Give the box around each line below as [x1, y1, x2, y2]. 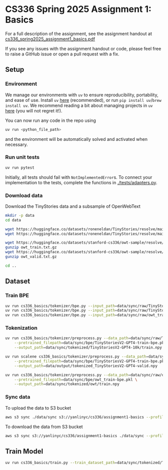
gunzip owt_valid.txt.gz [5, 254, 57, 259]
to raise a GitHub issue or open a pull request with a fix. [5, 51, 119, 57]
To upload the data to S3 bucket [5, 405, 71, 411]
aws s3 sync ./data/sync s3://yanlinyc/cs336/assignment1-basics [5, 415, 144, 420]
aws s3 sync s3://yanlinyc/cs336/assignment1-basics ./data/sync [5, 433, 144, 438]
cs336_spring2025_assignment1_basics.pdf [5, 36, 95, 42]
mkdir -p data [5, 213, 35, 218]
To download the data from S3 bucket [5, 424, 83, 430]
